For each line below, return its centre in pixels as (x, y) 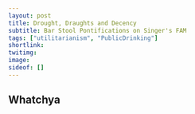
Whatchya (35, 100)
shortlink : (26, 45)
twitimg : (23, 53)
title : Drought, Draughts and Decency (72, 23)
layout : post (30, 16)
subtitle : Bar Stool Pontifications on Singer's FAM (97, 30)
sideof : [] (26, 68)
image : (19, 61)
